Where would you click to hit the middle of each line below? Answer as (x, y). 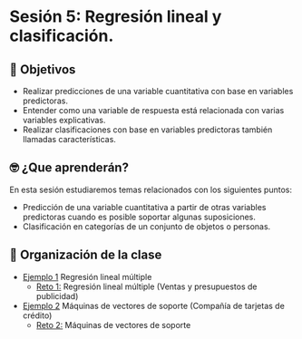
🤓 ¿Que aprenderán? (69, 168)
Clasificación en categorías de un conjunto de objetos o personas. (146, 226)
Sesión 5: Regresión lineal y (116, 17)
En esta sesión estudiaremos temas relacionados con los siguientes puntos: (151, 189)
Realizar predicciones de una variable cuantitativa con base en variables (158, 91)
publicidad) (57, 295)
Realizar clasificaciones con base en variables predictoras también (147, 130)
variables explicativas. (64, 120)
